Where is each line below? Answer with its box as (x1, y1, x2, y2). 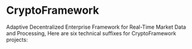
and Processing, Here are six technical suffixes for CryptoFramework (6, 29, 176, 36)
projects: (6, 36, 28, 43)
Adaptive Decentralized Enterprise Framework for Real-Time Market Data (6, 23, 187, 30)
